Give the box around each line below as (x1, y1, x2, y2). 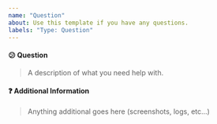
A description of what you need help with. (27, 67, 164, 77)
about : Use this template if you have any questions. (8, 19, 189, 27)
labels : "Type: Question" (8, 26, 93, 34)
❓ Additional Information (8, 86, 90, 96)
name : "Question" (8, 11, 65, 20)
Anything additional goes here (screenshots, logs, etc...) (27, 107, 211, 116)
